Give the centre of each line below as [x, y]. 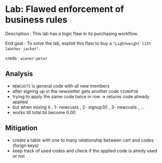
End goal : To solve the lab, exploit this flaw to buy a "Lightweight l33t [78, 43]
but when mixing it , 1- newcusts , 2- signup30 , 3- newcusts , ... [78, 107]
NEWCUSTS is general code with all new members [61, 86]
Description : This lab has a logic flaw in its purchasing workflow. [72, 33]
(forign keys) [25, 145]
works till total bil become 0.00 [44, 112]
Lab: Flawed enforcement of [65, 9]
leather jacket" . [23, 48]
